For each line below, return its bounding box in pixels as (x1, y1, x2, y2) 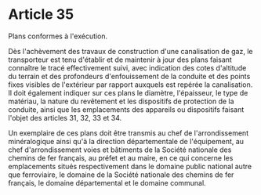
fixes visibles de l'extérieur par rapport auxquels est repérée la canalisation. (8, 80, 253, 89)
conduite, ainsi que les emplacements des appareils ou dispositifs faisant (8, 104, 245, 114)
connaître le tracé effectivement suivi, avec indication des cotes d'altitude (8, 63, 247, 72)
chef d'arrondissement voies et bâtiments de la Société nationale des (8, 145, 232, 154)
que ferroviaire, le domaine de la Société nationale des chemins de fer (8, 170, 234, 179)
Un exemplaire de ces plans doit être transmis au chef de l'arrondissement (8, 128, 249, 138)
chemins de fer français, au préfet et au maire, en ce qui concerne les (8, 153, 234, 162)
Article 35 (8, 5, 74, 23)
